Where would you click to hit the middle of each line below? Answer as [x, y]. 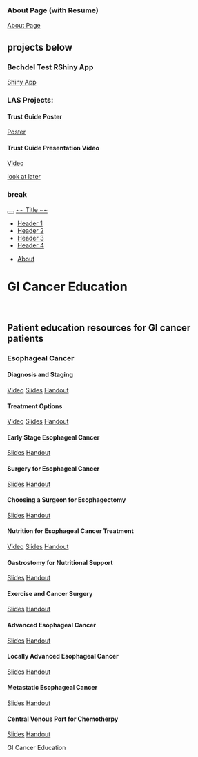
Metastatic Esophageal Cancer [52, 688]
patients [25, 338]
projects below [40, 47]
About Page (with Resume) [53, 10]
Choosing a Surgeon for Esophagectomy [67, 500]
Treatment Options [35, 406]
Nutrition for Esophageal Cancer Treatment [71, 531]
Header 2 [30, 230]
